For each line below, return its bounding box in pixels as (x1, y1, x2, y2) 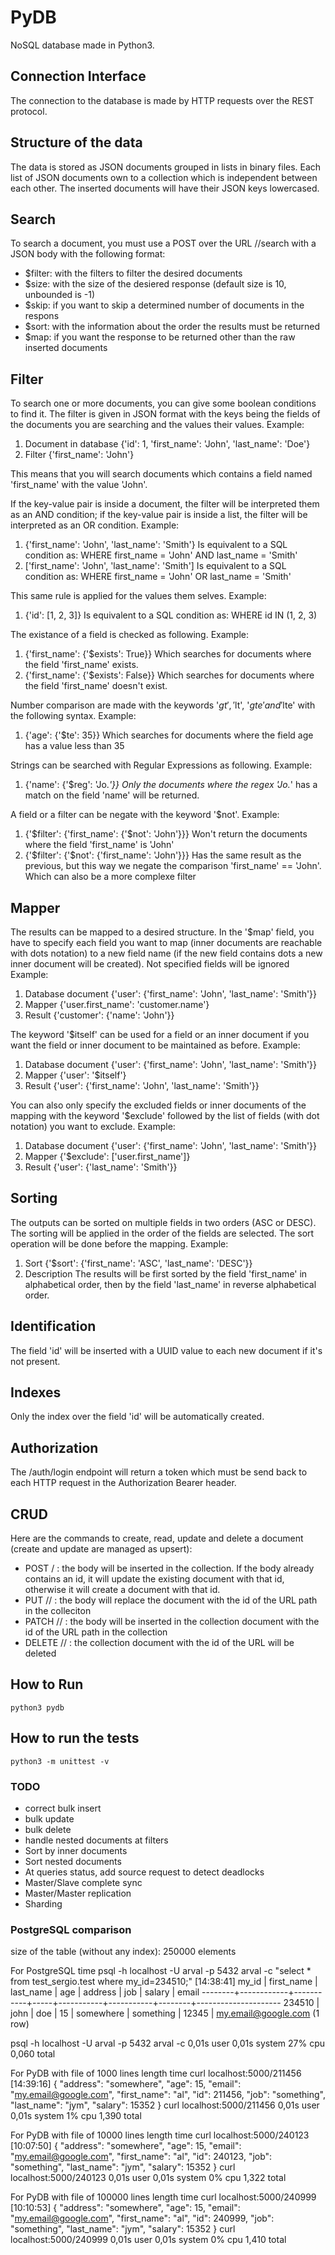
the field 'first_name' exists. (24, 659, 139, 671)
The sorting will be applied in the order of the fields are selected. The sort (10, 1227, 315, 1239)
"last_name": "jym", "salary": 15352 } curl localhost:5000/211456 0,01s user (10, 2099, 320, 2111)
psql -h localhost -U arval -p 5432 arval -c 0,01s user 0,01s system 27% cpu (10, 2037, 326, 2050)
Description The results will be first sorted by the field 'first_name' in (24, 1267, 308, 1280)
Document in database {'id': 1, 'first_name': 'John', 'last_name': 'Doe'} (24, 438, 311, 450)
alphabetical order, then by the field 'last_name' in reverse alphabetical (24, 1278, 317, 1290)
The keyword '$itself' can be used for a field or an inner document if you (10, 1029, 310, 1040)
